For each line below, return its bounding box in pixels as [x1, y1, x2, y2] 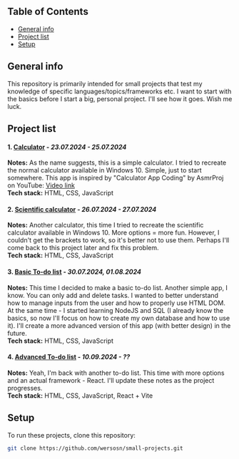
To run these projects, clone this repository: [7, 430, 136, 439]
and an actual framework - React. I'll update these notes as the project [7, 376, 215, 384]
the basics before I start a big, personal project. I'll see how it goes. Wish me [7, 94, 233, 103]
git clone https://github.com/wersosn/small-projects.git [7, 445, 183, 452]
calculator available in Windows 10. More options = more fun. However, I [7, 228, 220, 237]
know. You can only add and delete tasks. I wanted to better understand [7, 291, 219, 299]
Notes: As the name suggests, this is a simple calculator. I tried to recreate [7, 158, 227, 167]
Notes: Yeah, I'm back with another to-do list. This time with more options [7, 368, 225, 377]
